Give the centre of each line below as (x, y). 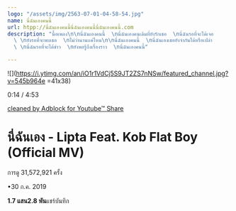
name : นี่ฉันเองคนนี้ (29, 21)
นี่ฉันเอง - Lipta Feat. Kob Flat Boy (103, 137)
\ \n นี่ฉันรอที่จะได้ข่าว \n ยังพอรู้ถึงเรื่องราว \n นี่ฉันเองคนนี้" (81, 47)
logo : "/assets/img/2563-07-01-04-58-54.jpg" (75, 14)
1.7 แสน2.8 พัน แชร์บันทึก (38, 200)
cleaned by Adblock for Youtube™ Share (66, 108)
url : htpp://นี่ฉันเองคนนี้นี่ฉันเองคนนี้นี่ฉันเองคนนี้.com (71, 27)
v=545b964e (27, 81)
